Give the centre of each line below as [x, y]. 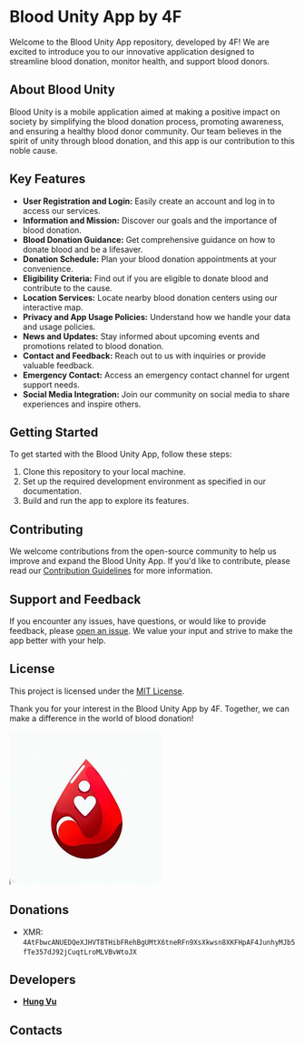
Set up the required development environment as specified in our [144, 482]
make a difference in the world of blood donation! [102, 718]
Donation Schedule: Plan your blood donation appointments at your [149, 259]
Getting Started [54, 432]
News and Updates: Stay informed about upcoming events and [141, 336]
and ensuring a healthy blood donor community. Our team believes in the [146, 131]
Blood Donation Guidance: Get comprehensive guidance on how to [149, 239]
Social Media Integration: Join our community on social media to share [156, 394]
